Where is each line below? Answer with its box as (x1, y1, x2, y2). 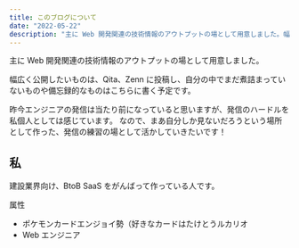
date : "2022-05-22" (9, 21, 82, 30)
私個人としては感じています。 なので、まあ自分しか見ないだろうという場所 (9, 115, 283, 126)
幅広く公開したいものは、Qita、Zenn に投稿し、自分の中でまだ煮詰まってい (9, 74, 287, 85)
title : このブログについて (9, 12, 97, 22)
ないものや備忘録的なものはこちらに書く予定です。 (9, 86, 196, 96)
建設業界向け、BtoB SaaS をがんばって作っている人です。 (9, 180, 220, 192)
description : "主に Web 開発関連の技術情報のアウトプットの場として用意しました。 (9, 29, 284, 38)
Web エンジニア (21, 229, 81, 241)
